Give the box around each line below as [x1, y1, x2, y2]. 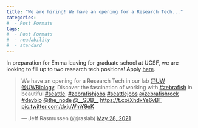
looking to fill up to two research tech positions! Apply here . [6, 65, 156, 72]
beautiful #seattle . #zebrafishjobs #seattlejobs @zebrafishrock [21, 90, 179, 97]
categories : [6, 14, 36, 21]
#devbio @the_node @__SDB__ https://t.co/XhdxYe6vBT [21, 96, 162, 103]
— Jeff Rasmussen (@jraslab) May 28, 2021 [21, 114, 131, 121]
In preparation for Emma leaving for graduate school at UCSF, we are [6, 59, 179, 66]
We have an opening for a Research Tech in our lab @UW [21, 77, 165, 85]
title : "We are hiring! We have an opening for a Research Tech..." [6, 8, 183, 15]
